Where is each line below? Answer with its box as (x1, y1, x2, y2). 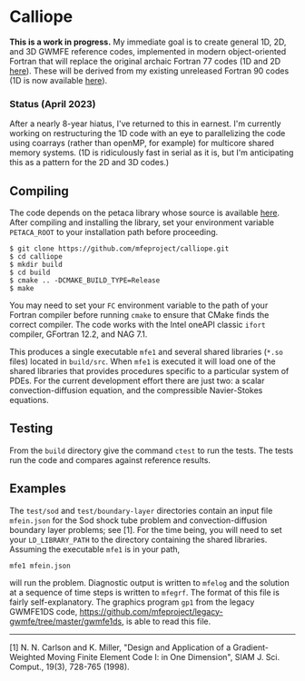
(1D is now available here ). (9, 74, 108, 85)
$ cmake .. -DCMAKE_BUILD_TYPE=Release (9, 276, 161, 285)
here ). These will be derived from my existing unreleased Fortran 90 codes (9, 65, 290, 76)
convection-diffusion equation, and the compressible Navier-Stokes (9, 385, 263, 396)
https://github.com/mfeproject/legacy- (79, 606, 224, 617)
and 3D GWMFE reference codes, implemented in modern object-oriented (9, 45, 287, 56)
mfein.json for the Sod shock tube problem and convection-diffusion (9, 515, 268, 526)
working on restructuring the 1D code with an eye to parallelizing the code (9, 128, 286, 139)
